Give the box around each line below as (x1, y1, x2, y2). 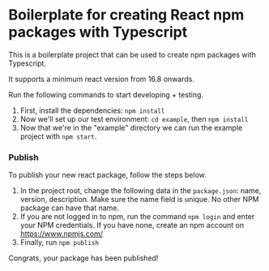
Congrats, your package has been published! (8, 253, 159, 263)
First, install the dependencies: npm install (19, 105, 165, 115)
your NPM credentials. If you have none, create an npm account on (19, 221, 245, 230)
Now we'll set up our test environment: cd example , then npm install (19, 114, 249, 123)
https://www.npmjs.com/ (19, 229, 104, 239)
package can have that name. (19, 203, 120, 213)
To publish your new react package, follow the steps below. (8, 170, 207, 180)
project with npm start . (19, 131, 97, 141)
